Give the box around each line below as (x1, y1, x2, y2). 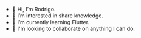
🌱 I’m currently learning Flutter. (12, 19, 90, 25)
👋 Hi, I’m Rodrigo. (12, 6, 56, 13)
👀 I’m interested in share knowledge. (12, 12, 103, 19)
